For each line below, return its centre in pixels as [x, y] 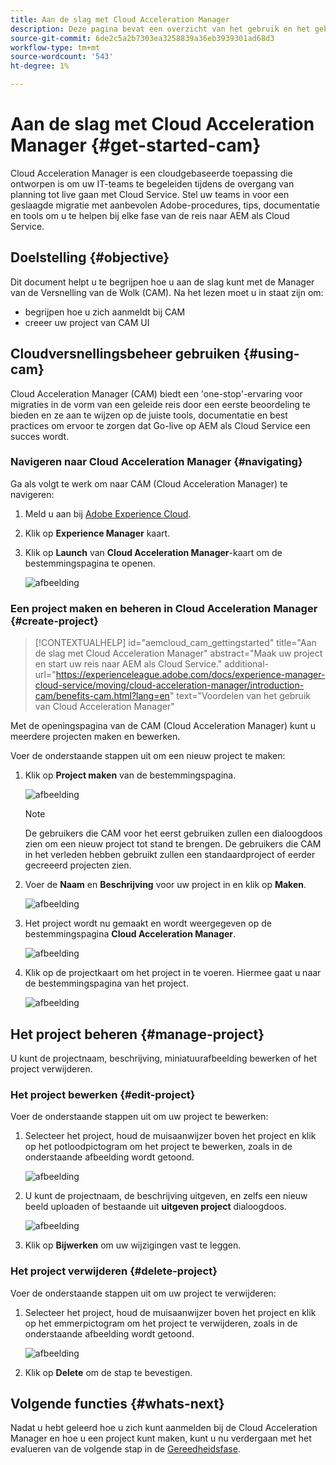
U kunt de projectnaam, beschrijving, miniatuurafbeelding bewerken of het [164, 1058]
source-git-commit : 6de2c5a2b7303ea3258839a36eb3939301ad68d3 [142, 38]
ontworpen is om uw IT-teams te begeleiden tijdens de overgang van [152, 183]
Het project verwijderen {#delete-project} [114, 1271]
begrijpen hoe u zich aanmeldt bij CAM [105, 312]
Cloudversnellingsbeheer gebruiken [125, 354]
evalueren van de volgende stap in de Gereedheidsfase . [125, 1449]
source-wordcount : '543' [62, 57]
